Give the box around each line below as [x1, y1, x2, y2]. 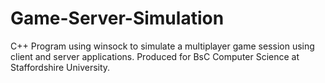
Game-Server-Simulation [10, 7, 225, 30]
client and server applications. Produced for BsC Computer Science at [10, 50, 300, 62]
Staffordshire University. [10, 61, 111, 73]
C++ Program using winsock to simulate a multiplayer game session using [10, 40, 315, 52]
